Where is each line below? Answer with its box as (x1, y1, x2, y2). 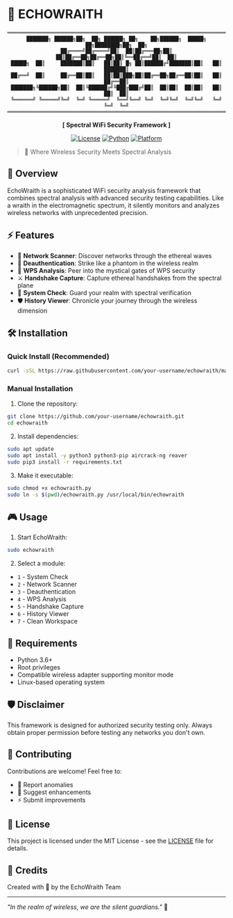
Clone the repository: (17, 399, 78, 408)
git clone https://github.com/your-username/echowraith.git (7, 413, 185, 420)
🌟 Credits (7, 864, 49, 876)
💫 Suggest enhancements (17, 788, 92, 796)
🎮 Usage (7, 511, 48, 523)
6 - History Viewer (17, 610, 69, 618)
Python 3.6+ (17, 656, 53, 664)
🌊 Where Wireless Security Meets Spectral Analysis (24, 148, 172, 156)
